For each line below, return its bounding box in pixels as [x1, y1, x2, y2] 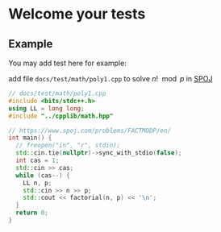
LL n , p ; [23, 179, 52, 187]
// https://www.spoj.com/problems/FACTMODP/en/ [8, 126, 172, 135]
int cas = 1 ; [15, 156, 60, 164]
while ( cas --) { [15, 171, 70, 180]
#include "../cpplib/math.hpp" [8, 112, 114, 120]
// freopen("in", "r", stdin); [15, 142, 121, 150]
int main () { [8, 134, 52, 142]
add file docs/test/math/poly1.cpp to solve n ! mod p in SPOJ [8, 74, 213, 83]
